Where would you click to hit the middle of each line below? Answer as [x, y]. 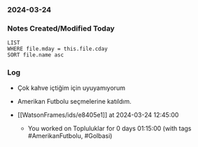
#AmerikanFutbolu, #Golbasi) [70, 136]
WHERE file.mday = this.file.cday [58, 49]
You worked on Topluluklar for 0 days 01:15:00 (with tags [109, 128]
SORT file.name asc [36, 55]
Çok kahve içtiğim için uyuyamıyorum [71, 88]
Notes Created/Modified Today [61, 28]
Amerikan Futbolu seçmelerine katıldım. [74, 101]
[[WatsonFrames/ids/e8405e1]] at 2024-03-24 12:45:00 [98, 115]
